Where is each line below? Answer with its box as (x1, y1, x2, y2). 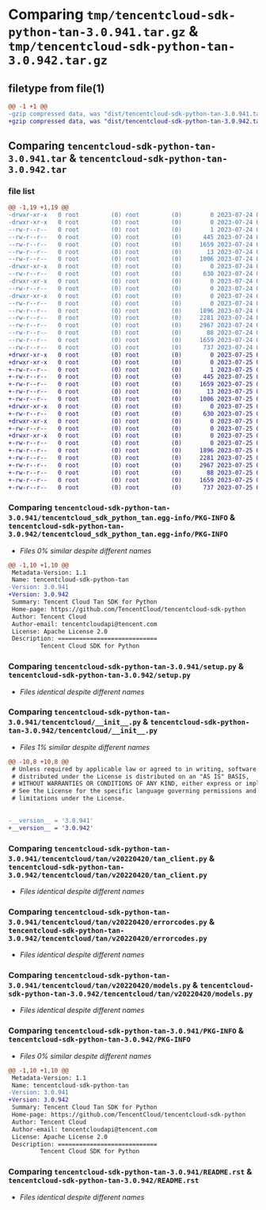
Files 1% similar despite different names (19, 742, 150, 751)
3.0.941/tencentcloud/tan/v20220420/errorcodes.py (8, 917, 207, 927)
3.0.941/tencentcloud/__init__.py (8, 718, 141, 727)
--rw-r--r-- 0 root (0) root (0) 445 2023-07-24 (8, 233, 253, 241)
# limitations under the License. (11, 794, 126, 803)
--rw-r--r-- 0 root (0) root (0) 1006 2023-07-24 (8, 255, 253, 263)
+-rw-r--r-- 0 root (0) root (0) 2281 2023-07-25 (8, 454, 253, 462)
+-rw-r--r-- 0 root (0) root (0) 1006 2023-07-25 (8, 395, 253, 403)
